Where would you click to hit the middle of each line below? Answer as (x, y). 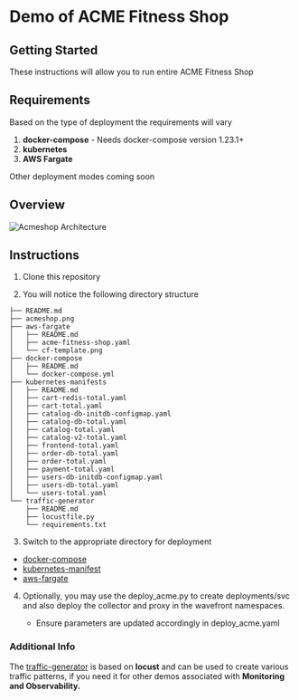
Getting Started (54, 50)
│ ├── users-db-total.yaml (64, 485)
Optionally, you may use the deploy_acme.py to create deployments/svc (156, 596)
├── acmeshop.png (42, 319)
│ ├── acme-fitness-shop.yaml (70, 343)
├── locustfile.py (60, 517)
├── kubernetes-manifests (58, 382)
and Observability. (45, 686)
